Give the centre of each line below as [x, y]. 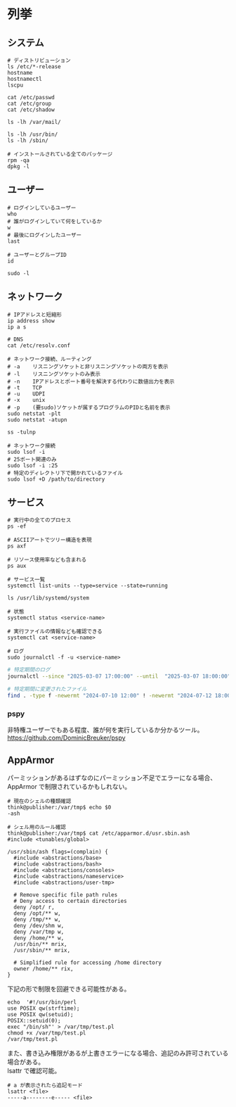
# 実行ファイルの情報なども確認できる [55, 632]
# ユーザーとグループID [37, 255]
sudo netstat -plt [34, 413]
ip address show [31, 321]
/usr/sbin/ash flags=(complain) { [58, 852]
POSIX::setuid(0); [34, 1021]
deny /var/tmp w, [39, 932]
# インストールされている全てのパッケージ [60, 154]
